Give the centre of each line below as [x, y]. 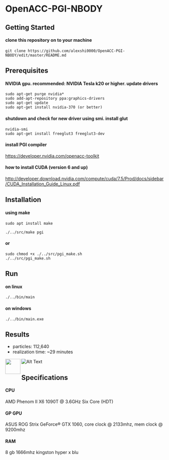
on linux [14, 286]
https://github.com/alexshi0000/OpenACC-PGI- [76, 51]
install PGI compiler [26, 145]
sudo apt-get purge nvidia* [35, 94]
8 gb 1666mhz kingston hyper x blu [42, 452]
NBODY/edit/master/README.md [36, 55]
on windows [18, 308]
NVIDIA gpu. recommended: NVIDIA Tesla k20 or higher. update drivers [82, 83]
